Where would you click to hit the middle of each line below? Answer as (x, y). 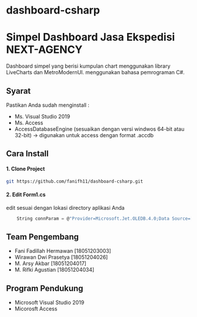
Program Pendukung (45, 288)
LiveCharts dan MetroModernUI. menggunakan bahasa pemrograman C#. (96, 72)
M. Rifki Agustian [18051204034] (54, 270)
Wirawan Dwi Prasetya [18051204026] (61, 257)
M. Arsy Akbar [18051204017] (50, 263)
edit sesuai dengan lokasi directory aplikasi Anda (65, 207)
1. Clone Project (26, 169)
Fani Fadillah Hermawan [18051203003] (63, 251)
